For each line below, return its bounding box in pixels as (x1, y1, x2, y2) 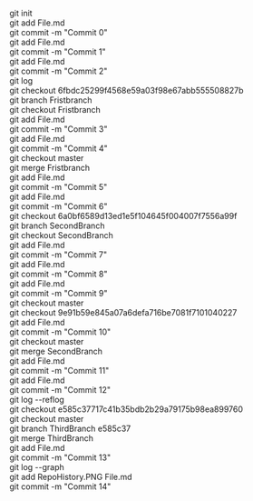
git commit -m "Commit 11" (9, 366, 110, 376)
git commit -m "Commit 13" (9, 452, 112, 463)
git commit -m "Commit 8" (9, 268, 108, 279)
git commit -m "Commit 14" (9, 481, 112, 492)
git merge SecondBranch (9, 346, 102, 356)
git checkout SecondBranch (9, 230, 113, 240)
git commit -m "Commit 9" (9, 288, 108, 298)
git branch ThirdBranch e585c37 (9, 423, 131, 434)
